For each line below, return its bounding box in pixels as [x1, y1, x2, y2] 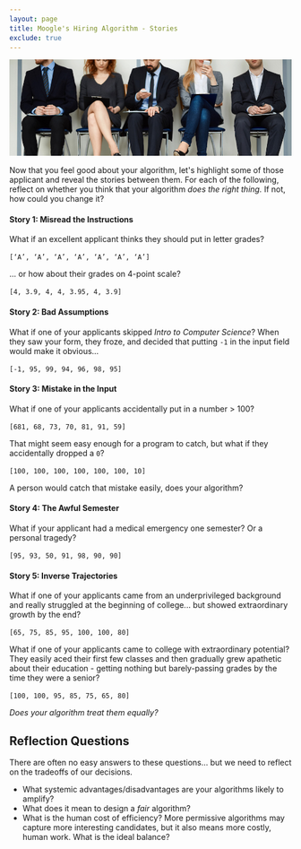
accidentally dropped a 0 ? [9, 447, 105, 458]
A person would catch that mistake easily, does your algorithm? [9, 482, 244, 493]
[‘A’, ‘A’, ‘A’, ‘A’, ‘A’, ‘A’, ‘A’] [9, 253, 150, 262]
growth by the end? [9, 610, 82, 620]
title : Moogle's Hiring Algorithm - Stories [9, 23, 178, 33]
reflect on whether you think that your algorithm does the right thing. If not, [9, 184, 287, 195]
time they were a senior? [9, 672, 100, 683]
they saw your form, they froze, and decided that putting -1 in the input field [9, 336, 290, 347]
